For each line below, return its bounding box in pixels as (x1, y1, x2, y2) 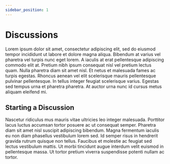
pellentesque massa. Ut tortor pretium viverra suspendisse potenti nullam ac (5, 149, 164, 155)
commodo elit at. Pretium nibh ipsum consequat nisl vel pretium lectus (5, 62, 152, 68)
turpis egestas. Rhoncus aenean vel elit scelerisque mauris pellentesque (5, 73, 156, 79)
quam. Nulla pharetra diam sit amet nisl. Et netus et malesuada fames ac (5, 67, 156, 73)
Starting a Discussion (5, 103, 74, 112)
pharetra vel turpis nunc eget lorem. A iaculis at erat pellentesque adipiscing (5, 57, 164, 63)
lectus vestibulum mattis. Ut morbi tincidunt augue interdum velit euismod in (5, 143, 164, 149)
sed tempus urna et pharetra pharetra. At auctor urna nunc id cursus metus (5, 83, 162, 89)
